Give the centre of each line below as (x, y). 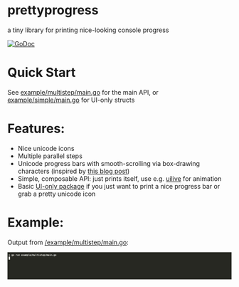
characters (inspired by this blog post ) (74, 171)
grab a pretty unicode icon (57, 194)
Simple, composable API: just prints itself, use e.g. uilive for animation (119, 178)
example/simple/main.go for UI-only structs (71, 100)
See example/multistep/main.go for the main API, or (83, 92)
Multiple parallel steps (50, 156)
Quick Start (42, 73)
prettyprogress (53, 10)
